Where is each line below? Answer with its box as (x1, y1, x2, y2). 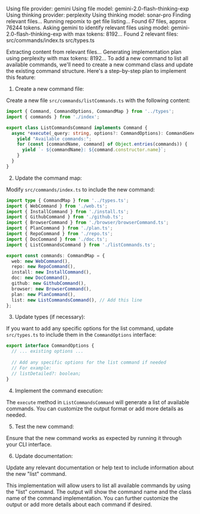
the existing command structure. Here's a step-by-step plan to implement (6, 67, 186, 74)
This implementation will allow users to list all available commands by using (6, 482, 190, 489)
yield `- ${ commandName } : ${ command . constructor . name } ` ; (21, 147, 167, 153)
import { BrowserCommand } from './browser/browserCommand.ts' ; (6, 220, 169, 226)
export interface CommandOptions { (6, 343, 95, 349)
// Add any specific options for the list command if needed (11, 359, 167, 365)
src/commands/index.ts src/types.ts (6, 37, 95, 44)
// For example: (11, 365, 52, 371)
